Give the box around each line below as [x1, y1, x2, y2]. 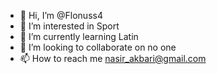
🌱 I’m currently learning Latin [19, 31, 139, 42]
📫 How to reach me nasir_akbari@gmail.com [19, 53, 207, 64]
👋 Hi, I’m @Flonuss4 [19, 10, 103, 21]
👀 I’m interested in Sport [19, 20, 120, 32]
